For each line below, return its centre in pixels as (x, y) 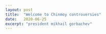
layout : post (19, 10)
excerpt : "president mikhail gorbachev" (49, 24)
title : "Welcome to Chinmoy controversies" (53, 14)
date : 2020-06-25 (26, 19)
